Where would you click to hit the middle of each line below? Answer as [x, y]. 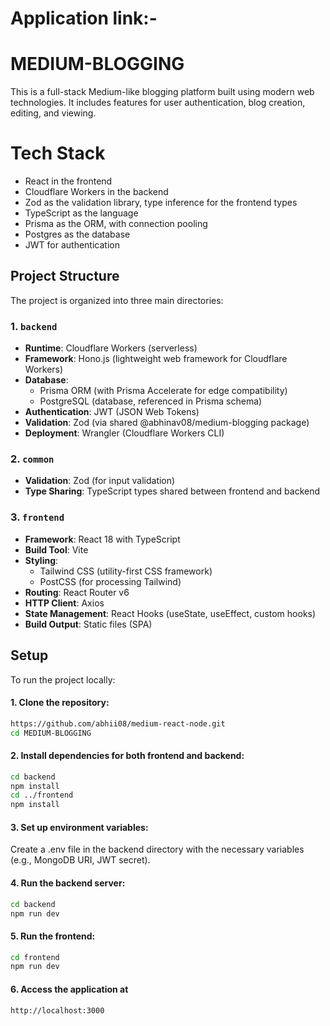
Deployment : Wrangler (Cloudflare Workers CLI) [124, 433]
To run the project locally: [63, 679]
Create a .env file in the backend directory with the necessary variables [157, 849]
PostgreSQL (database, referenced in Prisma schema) [151, 401]
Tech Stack [58, 153]
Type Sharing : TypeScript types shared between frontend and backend [172, 491]
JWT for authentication [72, 245]
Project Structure [65, 276]
